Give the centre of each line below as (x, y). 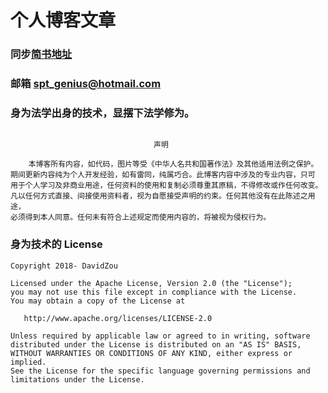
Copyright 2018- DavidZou (64, 266)
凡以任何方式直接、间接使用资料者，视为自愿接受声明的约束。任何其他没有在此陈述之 (159, 196)
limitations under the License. (77, 379)
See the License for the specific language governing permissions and (160, 371)
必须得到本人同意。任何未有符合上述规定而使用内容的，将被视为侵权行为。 (141, 217)
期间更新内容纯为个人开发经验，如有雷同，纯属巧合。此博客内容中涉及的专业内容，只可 (163, 175)
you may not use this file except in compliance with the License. (154, 292)
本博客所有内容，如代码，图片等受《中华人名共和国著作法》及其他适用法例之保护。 (173, 164)
